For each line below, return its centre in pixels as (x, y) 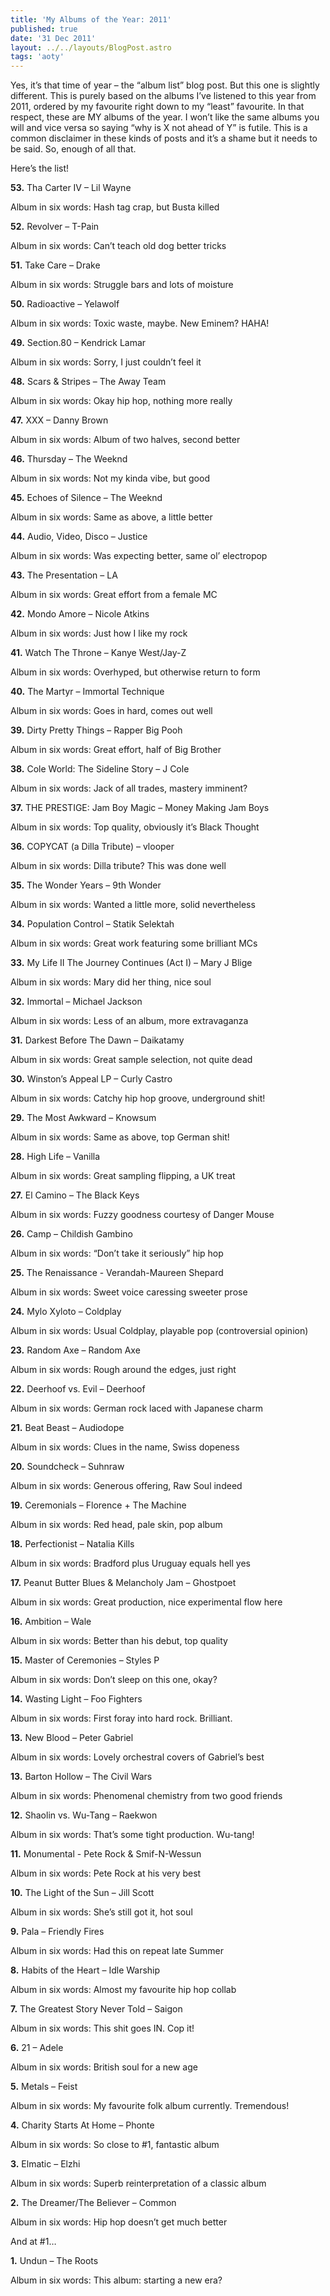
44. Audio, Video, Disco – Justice (79, 537)
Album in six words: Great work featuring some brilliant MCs (134, 943)
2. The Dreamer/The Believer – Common (93, 2203)
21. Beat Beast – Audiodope (67, 1428)
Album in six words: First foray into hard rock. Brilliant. (121, 1718)
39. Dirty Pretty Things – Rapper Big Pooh (96, 730)
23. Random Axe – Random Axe (75, 1350)
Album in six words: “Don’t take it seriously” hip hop (117, 1253)
